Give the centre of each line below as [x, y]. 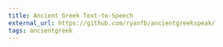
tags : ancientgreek [41, 30]
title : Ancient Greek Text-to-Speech [71, 16]
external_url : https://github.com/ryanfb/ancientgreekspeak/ [112, 23]
